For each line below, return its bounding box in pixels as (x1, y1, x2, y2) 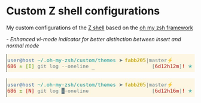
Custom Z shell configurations (6, 4, 160, 18)
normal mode (6, 42, 39, 49)
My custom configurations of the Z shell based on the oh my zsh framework (6, 24, 193, 31)
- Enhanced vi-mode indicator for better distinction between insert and (6, 35, 181, 43)
